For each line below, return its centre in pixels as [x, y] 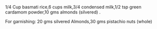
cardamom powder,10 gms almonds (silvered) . [53, 12]
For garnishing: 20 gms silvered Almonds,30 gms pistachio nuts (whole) [79, 22]
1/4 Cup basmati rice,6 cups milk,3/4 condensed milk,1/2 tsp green [73, 7]
